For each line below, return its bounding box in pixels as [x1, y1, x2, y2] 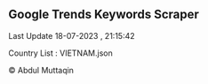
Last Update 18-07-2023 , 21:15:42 [8, 30, 135, 41]
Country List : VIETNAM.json [8, 48, 113, 58]
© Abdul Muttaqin [8, 65, 75, 75]
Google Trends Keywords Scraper [8, 7, 199, 22]
